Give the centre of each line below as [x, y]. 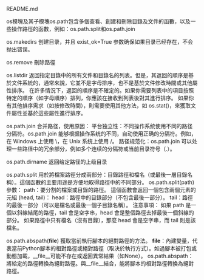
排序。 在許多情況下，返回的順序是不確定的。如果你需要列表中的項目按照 [103, 90]
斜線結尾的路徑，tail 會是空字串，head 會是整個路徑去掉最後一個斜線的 [105, 213]
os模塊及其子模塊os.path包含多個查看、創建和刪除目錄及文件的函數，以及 [99, 21]
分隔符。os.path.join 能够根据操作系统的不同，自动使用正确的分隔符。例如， [101, 134]
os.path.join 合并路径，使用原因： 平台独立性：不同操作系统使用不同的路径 [100, 126]
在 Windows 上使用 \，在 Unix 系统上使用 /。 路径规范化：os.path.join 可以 [99, 141]
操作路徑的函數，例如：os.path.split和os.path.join [73, 29]
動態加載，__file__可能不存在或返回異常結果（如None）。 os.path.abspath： [100, 256]
